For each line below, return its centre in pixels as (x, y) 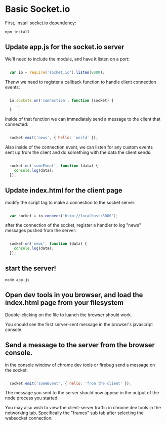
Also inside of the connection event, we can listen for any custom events (79, 147)
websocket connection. (29, 418)
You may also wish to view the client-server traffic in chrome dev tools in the (83, 408)
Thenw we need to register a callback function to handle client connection (81, 82)
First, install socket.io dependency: (41, 23)
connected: (17, 124)
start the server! (31, 268)
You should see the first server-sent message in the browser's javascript (79, 324)
